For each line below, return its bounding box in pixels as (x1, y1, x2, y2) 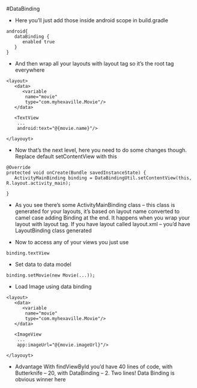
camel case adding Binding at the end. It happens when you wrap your (14, 214, 190, 221)
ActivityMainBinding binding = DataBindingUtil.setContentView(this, (14, 175, 192, 181)
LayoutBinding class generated (14, 227, 92, 234)
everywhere (14, 66, 45, 73)
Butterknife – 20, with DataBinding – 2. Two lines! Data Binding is (14, 369, 175, 377)
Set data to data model (14, 261, 71, 268)
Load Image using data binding (14, 283, 92, 290)
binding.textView (6, 250, 50, 256)
